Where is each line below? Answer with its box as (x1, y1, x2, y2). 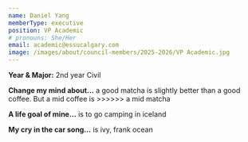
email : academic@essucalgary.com (8, 41, 120, 49)
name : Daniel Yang (8, 11, 69, 20)
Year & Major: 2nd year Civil (8, 71, 101, 79)
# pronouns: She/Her (8, 33, 77, 42)
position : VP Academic (8, 26, 84, 34)
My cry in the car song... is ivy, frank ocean (8, 125, 153, 134)
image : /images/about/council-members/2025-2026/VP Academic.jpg (8, 48, 230, 56)
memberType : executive (8, 19, 84, 27)
